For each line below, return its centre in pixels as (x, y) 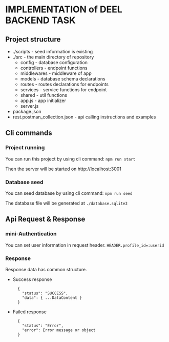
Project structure (33, 39)
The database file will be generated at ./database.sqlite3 (67, 203)
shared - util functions (44, 95)
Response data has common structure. (46, 269)
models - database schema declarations (63, 79)
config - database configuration (54, 62)
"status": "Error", (43, 326)
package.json (27, 112)
